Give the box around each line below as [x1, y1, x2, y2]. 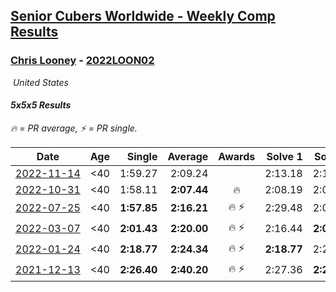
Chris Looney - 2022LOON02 [10, 54, 155, 68]
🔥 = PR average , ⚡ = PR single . [10, 122, 138, 134]
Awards [218, 149, 256, 163]
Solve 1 [266, 149, 303, 163]
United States [12, 76, 69, 88]
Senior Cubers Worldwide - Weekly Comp [10, 8, 276, 25]
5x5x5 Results [10, 99, 72, 111]
